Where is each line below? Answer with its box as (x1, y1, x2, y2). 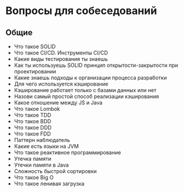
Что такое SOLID (14, 43, 56, 50)
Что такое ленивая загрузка (14, 180, 85, 187)
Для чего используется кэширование (14, 80, 109, 87)
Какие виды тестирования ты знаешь (14, 56, 108, 62)
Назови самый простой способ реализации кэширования (14, 93, 159, 100)
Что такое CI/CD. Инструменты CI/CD (14, 49, 108, 56)
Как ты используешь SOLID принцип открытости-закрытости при (14, 62, 179, 69)
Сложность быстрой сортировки (14, 168, 97, 174)
